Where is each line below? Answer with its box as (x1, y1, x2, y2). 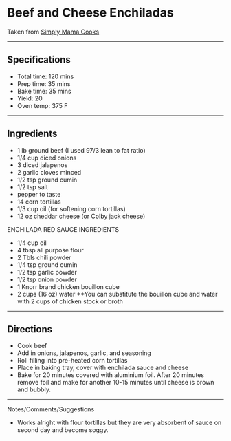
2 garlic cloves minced (16, 168, 82, 176)
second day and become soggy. (16, 426, 109, 434)
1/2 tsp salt (16, 182, 48, 191)
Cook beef (16, 342, 47, 350)
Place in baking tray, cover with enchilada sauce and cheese (16, 363, 189, 372)
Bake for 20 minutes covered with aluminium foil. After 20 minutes (16, 371, 205, 379)
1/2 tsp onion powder (16, 275, 77, 283)
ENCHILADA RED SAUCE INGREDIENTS (7, 225, 120, 233)
